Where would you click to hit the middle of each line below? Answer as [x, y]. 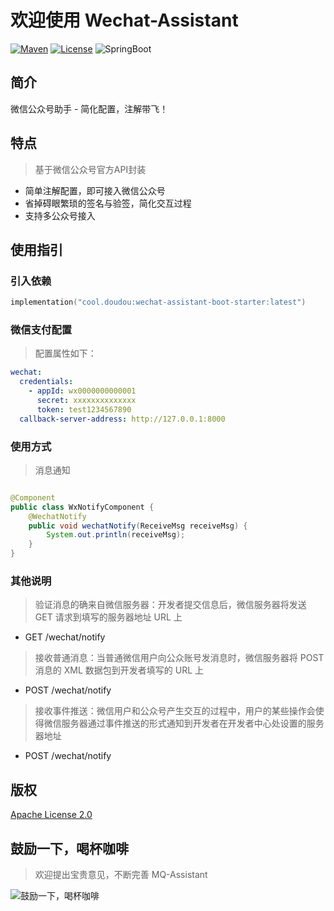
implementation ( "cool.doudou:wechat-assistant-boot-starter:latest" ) [158, 302]
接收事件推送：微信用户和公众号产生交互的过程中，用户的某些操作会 [175, 711]
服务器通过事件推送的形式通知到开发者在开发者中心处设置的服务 [193, 723]
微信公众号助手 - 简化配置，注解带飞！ [89, 108]
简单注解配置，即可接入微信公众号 [95, 190]
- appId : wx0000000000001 [82, 391]
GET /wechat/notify [65, 637]
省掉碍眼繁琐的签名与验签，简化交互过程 [108, 203]
